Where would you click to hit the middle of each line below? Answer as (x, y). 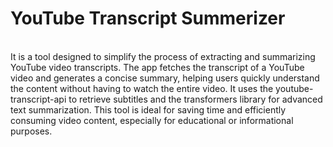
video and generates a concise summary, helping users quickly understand (165, 78)
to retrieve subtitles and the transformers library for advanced (195, 99)
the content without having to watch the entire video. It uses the (142, 88)
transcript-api (38, 99)
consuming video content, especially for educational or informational (152, 120)
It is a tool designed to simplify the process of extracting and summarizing (163, 56)
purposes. (31, 131)
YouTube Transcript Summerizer (148, 18)
